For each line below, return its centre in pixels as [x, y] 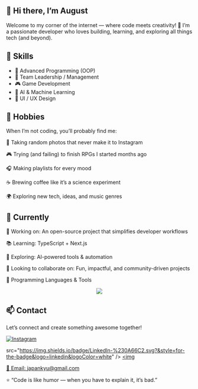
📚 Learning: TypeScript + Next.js [47, 244]
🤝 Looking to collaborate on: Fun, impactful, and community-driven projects [98, 268]
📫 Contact [27, 310]
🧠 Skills [20, 56]
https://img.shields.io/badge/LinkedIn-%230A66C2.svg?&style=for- [102, 351]
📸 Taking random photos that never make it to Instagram [74, 142]
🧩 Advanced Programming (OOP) [55, 70]
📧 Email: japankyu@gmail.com [43, 368]
